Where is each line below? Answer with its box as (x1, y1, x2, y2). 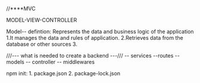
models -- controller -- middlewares (6, 59, 95, 65)
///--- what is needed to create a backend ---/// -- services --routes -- (6, 52, 180, 59)
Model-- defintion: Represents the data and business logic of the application (6, 28, 194, 35)
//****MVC (6, 5, 36, 12)
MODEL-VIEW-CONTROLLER (6, 17, 78, 23)
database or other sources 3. (6, 41, 78, 47)
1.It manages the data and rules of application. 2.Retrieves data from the (6, 34, 183, 41)
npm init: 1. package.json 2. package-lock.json (6, 70, 121, 76)
